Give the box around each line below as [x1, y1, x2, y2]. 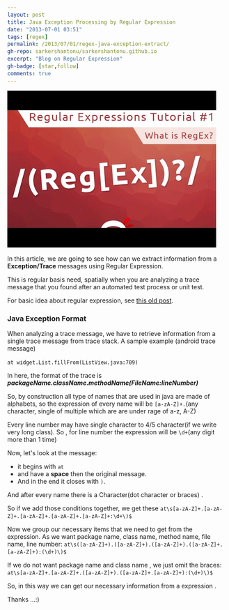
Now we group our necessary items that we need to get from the [7, 525, 193, 533]
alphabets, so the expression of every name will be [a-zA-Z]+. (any [7, 399, 198, 408]
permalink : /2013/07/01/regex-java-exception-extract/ [7, 40, 170, 48]
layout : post [7, 11, 45, 18]
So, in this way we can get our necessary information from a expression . [7, 581, 217, 590]
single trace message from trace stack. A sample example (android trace [7, 337, 216, 345]
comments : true [7, 70, 52, 77]
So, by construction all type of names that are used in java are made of [7, 392, 210, 400]
